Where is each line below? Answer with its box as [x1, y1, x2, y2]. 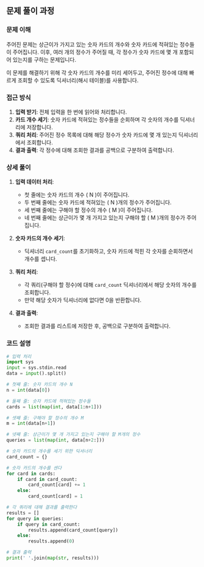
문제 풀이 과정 [6, 5, 55, 16]
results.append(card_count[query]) [28, 527, 119, 533]
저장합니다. [26, 123, 53, 131]
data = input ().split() [6, 370, 67, 377]
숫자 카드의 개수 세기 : [15, 234, 65, 242]
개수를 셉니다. [24, 255, 57, 262]
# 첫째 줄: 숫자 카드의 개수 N [6, 381, 73, 388]
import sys [6, 359, 34, 365]
